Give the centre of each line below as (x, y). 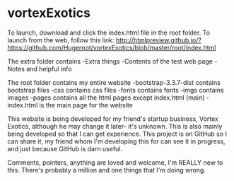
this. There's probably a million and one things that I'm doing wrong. (107, 170)
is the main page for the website (86, 105)
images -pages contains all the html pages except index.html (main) (106, 98)
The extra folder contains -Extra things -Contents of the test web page (110, 61)
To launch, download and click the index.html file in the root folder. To (109, 33)
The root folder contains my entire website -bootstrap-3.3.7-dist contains (114, 82)
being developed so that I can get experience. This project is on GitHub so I (117, 134)
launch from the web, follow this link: (61, 40)
